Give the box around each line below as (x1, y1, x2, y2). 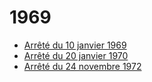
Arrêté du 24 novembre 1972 (23, 60, 142, 72)
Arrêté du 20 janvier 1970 (23, 49, 129, 61)
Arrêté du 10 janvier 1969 (23, 39, 127, 51)
